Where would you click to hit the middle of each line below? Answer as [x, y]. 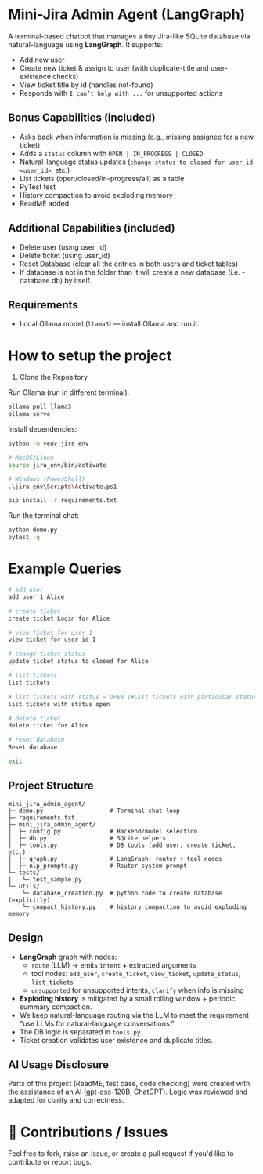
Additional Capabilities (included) [92, 228]
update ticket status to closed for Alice [78, 662]
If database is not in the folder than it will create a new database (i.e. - [132, 272]
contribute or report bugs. [50, 1162]
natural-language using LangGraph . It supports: [85, 44]
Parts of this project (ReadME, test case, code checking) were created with [129, 1084]
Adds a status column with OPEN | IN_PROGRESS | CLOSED [111, 153]
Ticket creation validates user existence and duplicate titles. [116, 1040]
